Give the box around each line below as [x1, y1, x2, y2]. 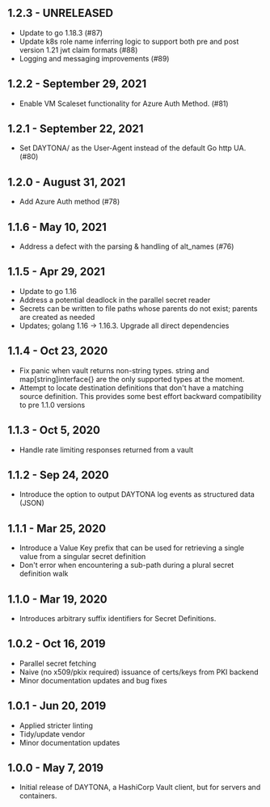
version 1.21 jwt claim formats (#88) [19, 44, 138, 55]
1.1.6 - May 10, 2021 [7, 220, 107, 233]
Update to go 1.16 [19, 286, 78, 296]
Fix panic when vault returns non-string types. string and [19, 365, 209, 375]
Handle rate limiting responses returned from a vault [19, 444, 194, 455]
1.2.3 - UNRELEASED [7, 6, 114, 20]
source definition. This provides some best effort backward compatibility [19, 391, 262, 401]
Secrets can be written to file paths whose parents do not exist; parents [19, 303, 258, 313]
